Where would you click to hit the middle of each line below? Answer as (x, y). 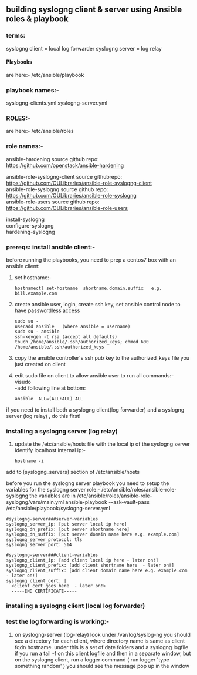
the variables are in (52, 496)
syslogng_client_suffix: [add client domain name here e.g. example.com (97, 571)
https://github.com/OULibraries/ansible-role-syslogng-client (79, 183)
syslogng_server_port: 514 (39, 545)
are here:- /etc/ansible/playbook (45, 75)
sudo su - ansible (37, 332)
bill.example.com (36, 293)
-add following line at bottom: (50, 388)
